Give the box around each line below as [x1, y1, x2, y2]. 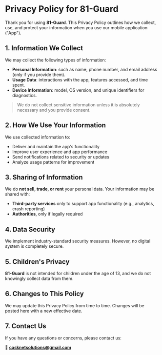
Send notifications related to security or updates [12, 154, 110, 159]
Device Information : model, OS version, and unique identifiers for [12, 87, 144, 93]
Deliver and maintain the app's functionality [12, 143, 100, 149]
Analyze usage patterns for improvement [12, 159, 95, 165]
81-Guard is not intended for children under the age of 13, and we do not [5, 271, 151, 276]
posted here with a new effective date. [5, 308, 82, 314]
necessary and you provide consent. [17, 107, 91, 113]
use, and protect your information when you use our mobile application [5, 24, 148, 30]
